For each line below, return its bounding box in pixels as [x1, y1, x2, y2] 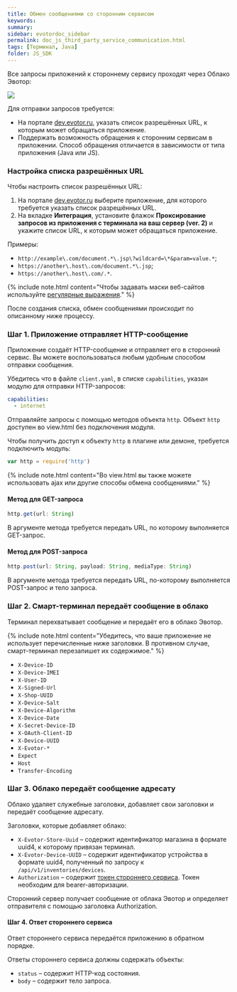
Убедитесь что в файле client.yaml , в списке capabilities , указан [7, 374, 208, 383]
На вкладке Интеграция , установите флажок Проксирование [17, 211, 206, 220]
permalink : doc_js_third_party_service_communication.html [7, 37, 186, 44]
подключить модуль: [7, 444, 71, 453]
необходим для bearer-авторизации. [17, 880, 129, 889]
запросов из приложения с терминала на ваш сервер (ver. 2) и [17, 218, 213, 228]
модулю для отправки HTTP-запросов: [7, 382, 126, 391]
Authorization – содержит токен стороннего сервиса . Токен [17, 872, 200, 881]
